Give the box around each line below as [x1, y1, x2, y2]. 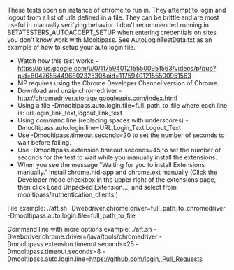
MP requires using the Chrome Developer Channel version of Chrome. [17, 79, 219, 87]
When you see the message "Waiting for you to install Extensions [17, 161, 205, 169]
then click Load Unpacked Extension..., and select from [17, 183, 177, 191]
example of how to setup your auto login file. [7, 43, 136, 51]
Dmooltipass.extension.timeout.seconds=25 [7, 240, 135, 248]
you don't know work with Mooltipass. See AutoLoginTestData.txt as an [7, 36, 212, 44]
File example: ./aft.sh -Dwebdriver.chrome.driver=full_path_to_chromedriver [7, 204, 226, 212]
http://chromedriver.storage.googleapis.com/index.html [17, 94, 177, 102]
